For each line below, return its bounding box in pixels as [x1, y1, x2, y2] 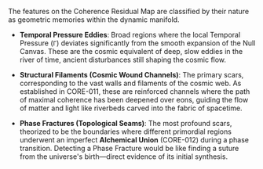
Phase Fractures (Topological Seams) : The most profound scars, [19, 119, 232, 128]
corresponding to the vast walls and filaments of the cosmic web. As [19, 78, 242, 88]
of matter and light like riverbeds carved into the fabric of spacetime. [19, 103, 243, 113]
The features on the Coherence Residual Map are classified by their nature [8, 7, 250, 16]
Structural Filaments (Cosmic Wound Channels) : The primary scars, [19, 70, 244, 79]
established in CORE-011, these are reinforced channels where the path [19, 87, 250, 96]
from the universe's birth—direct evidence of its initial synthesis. [19, 152, 228, 161]
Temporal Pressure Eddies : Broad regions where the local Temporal [19, 31, 241, 39]
